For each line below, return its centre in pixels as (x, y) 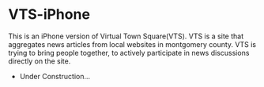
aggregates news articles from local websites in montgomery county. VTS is (132, 44)
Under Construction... (55, 76)
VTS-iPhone (49, 14)
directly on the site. (40, 61)
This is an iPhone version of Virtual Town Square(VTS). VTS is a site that (126, 36)
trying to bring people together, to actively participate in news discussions (129, 53)
